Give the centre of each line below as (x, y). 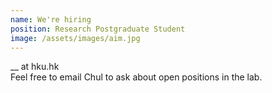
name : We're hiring (51, 19)
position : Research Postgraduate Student (98, 29)
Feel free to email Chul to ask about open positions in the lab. (136, 77)
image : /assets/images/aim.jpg (75, 38)
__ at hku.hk (35, 67)
